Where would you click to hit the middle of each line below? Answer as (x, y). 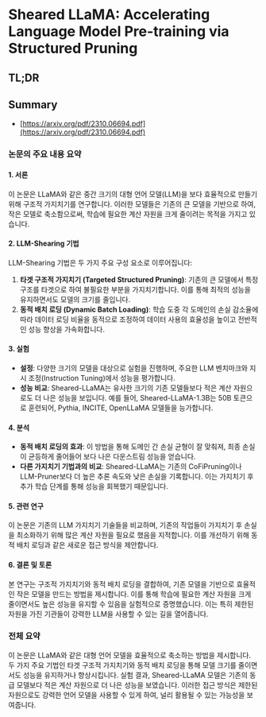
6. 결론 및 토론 (30, 564)
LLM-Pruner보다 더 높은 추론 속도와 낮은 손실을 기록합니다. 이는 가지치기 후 (137, 477)
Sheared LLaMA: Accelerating (109, 15)
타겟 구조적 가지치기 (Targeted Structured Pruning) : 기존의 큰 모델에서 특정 (139, 279)
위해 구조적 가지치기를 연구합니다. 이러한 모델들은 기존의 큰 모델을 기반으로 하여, (132, 203)
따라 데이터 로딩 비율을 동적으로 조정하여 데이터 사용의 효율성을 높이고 (128, 319)
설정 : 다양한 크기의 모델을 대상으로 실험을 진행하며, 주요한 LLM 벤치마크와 (134, 368)
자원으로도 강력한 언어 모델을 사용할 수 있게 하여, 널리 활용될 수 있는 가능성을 (127, 695)
